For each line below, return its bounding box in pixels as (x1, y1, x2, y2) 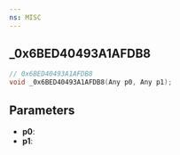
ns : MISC (9, 12, 42, 22)
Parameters (9, 102, 75, 118)
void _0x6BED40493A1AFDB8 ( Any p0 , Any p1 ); (9, 77, 173, 87)
